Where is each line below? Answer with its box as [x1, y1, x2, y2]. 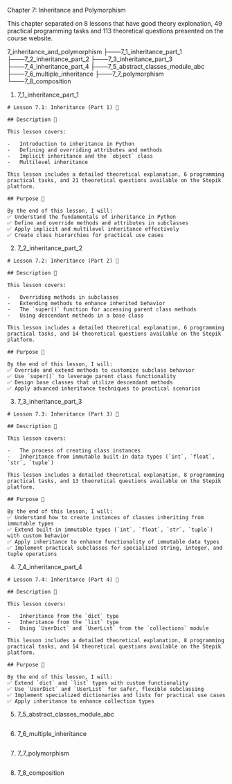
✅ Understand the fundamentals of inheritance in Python [7, 213, 177, 220]
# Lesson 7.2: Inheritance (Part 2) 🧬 [7, 257, 119, 264]
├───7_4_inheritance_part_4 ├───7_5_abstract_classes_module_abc [7, 63, 205, 70]
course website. [7, 34, 53, 42]
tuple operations [7, 550, 57, 557]
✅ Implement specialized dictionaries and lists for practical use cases [7, 692, 226, 699]
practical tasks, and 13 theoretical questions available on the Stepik [7, 477, 222, 484]
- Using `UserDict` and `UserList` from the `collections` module [7, 625, 209, 632]
